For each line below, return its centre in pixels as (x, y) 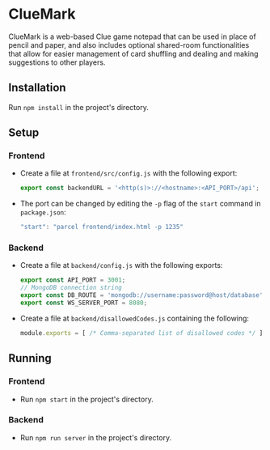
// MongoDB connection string (71, 288)
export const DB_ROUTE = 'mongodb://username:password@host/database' (141, 295)
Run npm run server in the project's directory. (96, 437)
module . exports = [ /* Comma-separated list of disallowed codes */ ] (141, 333)
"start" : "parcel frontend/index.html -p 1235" (101, 227)
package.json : (43, 212)
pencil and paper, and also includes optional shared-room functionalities (129, 45)
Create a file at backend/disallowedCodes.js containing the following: (134, 318)
